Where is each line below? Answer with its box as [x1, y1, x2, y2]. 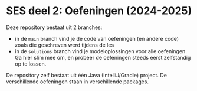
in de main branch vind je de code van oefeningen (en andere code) [14, 35, 179, 42]
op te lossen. [14, 60, 47, 67]
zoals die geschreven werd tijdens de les [14, 41, 114, 48]
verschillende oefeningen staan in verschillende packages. [6, 78, 149, 85]
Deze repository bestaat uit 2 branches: [6, 24, 103, 31]
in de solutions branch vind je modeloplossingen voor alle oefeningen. [14, 47, 187, 54]
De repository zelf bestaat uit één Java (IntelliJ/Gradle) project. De [6, 71, 167, 79]
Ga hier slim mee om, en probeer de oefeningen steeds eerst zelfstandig [14, 54, 191, 61]
